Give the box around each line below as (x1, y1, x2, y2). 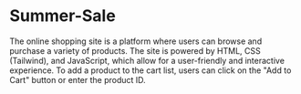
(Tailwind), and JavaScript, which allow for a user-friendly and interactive (9, 55, 285, 66)
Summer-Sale (9, 5, 116, 26)
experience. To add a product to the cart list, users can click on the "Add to (9, 65, 292, 76)
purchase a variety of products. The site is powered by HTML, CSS (9, 45, 262, 56)
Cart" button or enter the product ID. (9, 74, 146, 85)
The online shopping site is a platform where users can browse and (9, 36, 263, 47)
